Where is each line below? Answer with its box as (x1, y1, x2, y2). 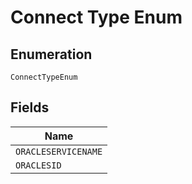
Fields (10, 99, 50, 116)
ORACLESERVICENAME (15, 146, 103, 157)
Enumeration (10, 46, 93, 63)
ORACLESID (15, 159, 62, 171)
